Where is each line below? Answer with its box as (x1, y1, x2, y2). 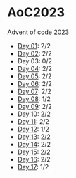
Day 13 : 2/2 (17, 132, 51, 141)
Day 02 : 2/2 (17, 49, 52, 58)
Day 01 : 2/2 (17, 41, 51, 50)
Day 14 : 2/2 (17, 140, 51, 148)
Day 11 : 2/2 (17, 117, 49, 125)
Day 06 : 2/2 (17, 79, 52, 88)
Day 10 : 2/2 (17, 110, 51, 118)
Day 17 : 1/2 (17, 162, 49, 171)
